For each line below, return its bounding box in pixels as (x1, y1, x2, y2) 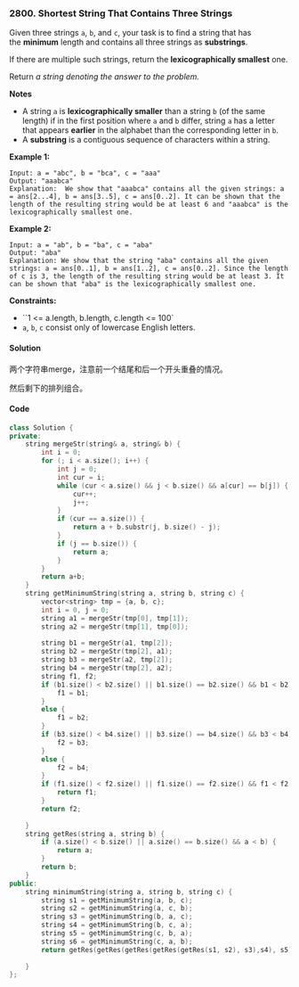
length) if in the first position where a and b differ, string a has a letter (21, 115, 276, 127)
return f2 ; (41, 804, 82, 813)
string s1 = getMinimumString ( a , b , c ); (41, 895, 193, 905)
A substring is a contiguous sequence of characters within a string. (21, 135, 271, 145)
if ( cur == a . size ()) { (56, 514, 145, 523)
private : (9, 432, 42, 440)
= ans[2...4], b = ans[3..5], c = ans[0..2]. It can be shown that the (9, 193, 280, 202)
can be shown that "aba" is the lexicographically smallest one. (9, 280, 256, 289)
